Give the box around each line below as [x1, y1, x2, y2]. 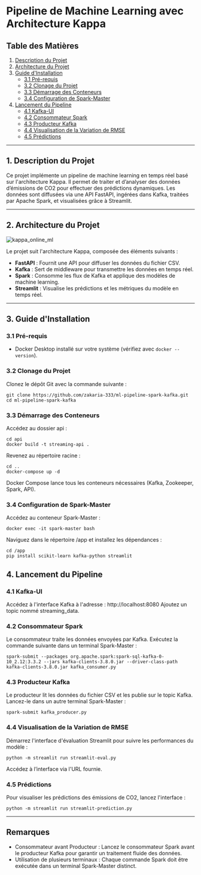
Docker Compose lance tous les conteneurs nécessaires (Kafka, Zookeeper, [6, 479, 194, 486]
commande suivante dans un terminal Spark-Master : [6, 642, 138, 649]
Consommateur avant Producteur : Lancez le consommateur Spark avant [14, 843, 195, 850]
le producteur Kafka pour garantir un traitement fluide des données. [14, 849, 182, 856]
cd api [6, 436, 23, 442]
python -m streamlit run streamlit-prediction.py [6, 806, 133, 812]
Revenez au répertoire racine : [6, 452, 81, 459]
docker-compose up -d [6, 469, 60, 475]
